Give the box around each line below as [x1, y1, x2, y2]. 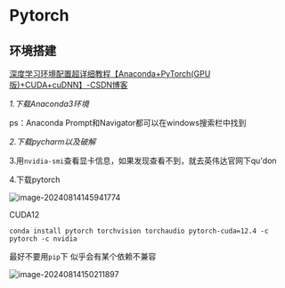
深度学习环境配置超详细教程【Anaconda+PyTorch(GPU [9, 69, 211, 78]
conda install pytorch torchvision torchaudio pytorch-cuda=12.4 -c [9, 226, 269, 235]
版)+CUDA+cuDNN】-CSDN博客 [9, 79, 128, 90]
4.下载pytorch [9, 175, 61, 185]
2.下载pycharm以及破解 [9, 136, 96, 147]
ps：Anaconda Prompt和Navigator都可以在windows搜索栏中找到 [9, 118, 247, 128]
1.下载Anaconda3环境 [9, 99, 89, 109]
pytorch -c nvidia [9, 235, 77, 243]
